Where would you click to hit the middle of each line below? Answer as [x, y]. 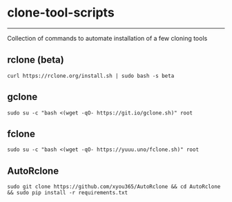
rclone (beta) [36, 60]
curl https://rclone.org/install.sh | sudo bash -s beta [91, 76]
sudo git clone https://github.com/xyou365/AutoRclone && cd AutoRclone [114, 187]
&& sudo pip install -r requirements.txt [68, 193]
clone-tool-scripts [61, 13]
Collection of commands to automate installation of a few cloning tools [107, 38]
